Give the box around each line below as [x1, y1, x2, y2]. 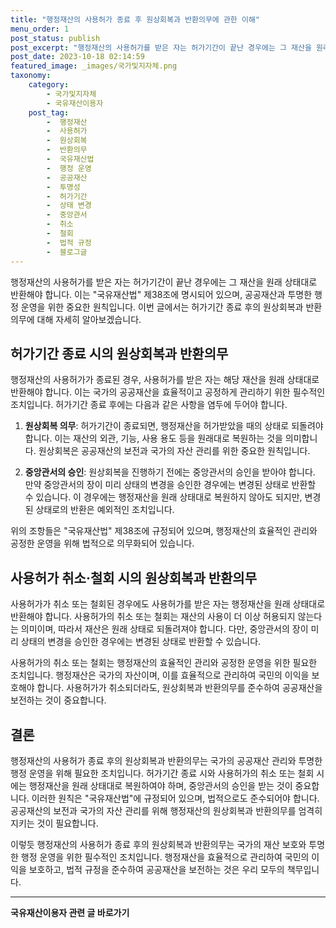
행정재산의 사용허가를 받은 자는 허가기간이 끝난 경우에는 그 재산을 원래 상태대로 [10, 276, 318, 288]
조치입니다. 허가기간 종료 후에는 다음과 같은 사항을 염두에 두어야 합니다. [10, 399, 288, 411]
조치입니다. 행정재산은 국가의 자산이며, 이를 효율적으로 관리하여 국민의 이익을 [10, 669, 310, 681]
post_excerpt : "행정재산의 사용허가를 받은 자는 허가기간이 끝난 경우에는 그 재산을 [10, 42, 312, 53]
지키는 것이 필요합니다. [10, 817, 99, 829]
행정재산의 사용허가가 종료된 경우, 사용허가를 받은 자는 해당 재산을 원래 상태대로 [10, 374, 320, 386]
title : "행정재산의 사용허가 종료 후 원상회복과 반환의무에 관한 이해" [10, 14, 260, 25]
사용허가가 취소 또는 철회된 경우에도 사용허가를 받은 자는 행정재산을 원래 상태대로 [10, 598, 326, 610]
